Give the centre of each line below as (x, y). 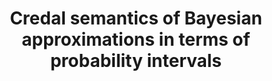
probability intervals (136, 61)
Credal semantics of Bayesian (136, 18)
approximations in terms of (136, 39)
